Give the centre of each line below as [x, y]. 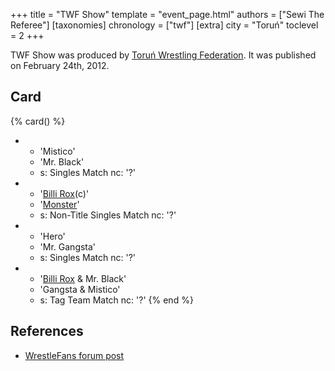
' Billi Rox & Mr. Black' [83, 278]
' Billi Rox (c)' [64, 193]
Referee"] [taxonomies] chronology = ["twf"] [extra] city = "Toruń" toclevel [164, 25]
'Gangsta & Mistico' [80, 289]
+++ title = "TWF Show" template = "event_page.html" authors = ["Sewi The [167, 14]
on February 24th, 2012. [60, 65]
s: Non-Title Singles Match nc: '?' [108, 215]
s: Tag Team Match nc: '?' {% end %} [116, 300]
